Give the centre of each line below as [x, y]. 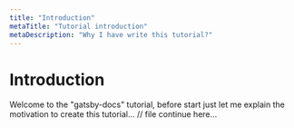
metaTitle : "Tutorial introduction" [78, 26]
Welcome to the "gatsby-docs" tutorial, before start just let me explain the [147, 104]
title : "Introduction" [52, 18]
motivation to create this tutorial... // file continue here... [113, 114]
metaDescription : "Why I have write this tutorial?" [111, 34]
